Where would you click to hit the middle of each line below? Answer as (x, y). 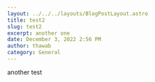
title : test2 (26, 20)
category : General (34, 53)
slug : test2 (24, 26)
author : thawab (29, 46)
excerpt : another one (39, 33)
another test (25, 72)
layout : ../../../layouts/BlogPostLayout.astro (78, 14)
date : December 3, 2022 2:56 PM (54, 40)
